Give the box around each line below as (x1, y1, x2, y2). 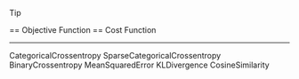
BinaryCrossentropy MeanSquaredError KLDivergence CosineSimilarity (9, 59, 270, 70)
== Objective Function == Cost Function (9, 25, 157, 35)
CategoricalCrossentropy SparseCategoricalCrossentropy (9, 51, 222, 60)
